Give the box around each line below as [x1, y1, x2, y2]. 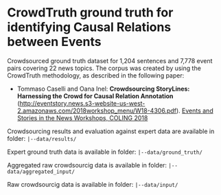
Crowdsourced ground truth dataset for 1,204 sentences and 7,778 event [7, 56, 213, 65]
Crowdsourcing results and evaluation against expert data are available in [7, 127, 215, 135]
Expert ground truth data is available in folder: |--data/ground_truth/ [7, 148, 202, 156]
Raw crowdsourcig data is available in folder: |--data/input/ [7, 180, 178, 188]
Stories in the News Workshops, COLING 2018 [16, 113, 148, 122]
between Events [7, 34, 102, 49]
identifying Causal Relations [7, 19, 172, 35]
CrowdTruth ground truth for [7, 5, 174, 21]
